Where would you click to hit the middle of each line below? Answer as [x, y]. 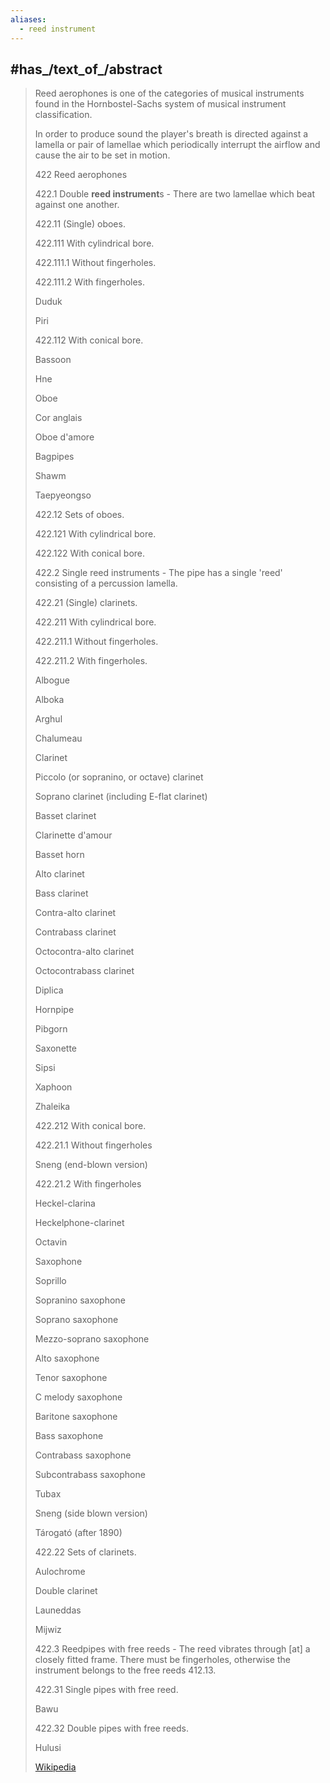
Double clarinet [66, 1591]
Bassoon [53, 360]
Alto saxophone [67, 1358]
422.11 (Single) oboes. [80, 224]
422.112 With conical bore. [89, 340]
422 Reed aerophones [81, 175]
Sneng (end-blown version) [91, 1165]
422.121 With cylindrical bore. [95, 534]
